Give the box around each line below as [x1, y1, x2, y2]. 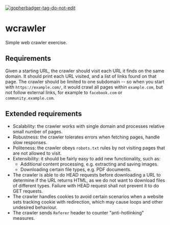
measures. [12, 215, 35, 221]
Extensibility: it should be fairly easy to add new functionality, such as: [12, 155, 161, 161]
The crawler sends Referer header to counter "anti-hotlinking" [12, 209, 144, 216]
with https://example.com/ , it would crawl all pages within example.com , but [5, 84, 163, 90]
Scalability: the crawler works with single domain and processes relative [12, 123, 165, 129]
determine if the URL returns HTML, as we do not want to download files [12, 177, 165, 183]
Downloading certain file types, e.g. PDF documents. [20, 166, 132, 173]
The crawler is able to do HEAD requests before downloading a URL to [12, 172, 161, 178]
